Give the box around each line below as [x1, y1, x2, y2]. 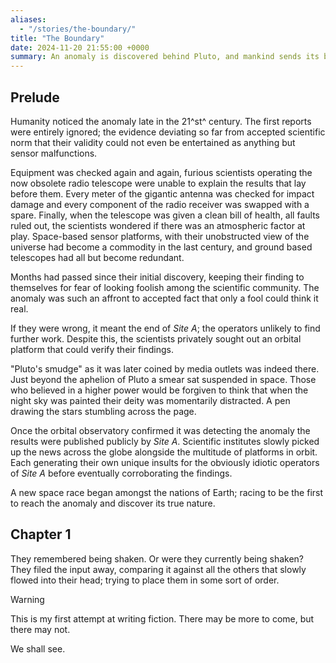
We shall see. [10, 642, 66, 655]
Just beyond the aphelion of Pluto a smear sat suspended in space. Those [10, 373, 317, 385]
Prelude [10, 89, 60, 106]
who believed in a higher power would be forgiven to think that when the [10, 384, 309, 396]
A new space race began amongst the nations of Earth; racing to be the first [10, 486, 324, 498]
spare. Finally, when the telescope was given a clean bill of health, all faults [10, 209, 320, 221]
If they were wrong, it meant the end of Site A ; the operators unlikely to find [10, 322, 321, 334]
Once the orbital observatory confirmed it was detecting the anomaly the [10, 424, 311, 436]
